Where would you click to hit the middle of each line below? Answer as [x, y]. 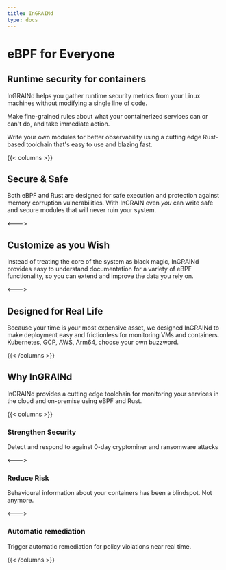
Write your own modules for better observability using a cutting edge [104, 137]
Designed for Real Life [55, 311]
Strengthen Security [42, 432]
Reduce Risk [28, 478]
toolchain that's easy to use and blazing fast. [89, 144]
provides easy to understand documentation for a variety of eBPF [99, 269]
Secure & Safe [38, 179]
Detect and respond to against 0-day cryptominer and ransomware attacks [113, 447]
